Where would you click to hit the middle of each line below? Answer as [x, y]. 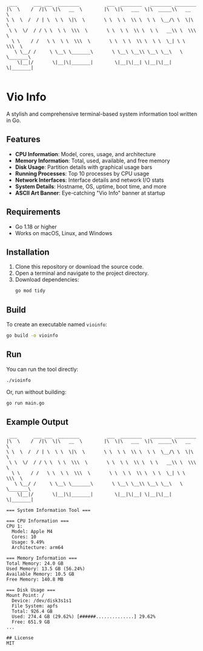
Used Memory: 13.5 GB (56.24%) [46, 569]
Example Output [37, 422]
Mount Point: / [25, 596]
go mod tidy [30, 291]
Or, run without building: [36, 392]
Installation [28, 252]
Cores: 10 [24, 537]
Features [23, 139]
